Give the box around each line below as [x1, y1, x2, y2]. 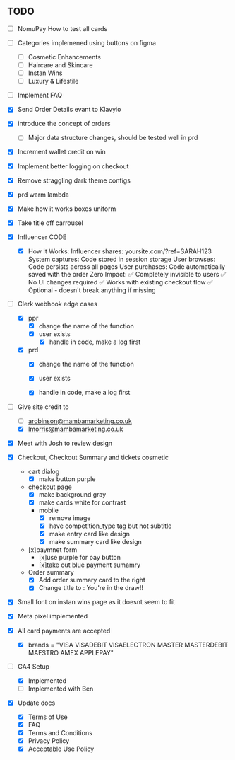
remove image [49, 514, 91, 522]
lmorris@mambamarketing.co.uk [28, 425, 123, 433]
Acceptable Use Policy [28, 744, 95, 753]
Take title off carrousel [17, 219, 83, 227]
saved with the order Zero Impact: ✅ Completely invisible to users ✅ [28, 270, 227, 278]
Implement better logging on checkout [17, 162, 129, 171]
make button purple [38, 474, 96, 483]
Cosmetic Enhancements [28, 52, 101, 61]
